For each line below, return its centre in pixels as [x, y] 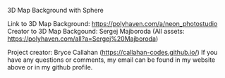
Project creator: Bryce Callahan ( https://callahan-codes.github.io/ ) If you [112, 52]
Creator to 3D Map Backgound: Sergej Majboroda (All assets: [96, 31]
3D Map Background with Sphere [56, 10]
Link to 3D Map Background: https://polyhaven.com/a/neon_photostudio [112, 24]
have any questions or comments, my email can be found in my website [111, 60]
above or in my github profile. [50, 67]
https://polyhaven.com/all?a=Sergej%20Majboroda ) [83, 39]
